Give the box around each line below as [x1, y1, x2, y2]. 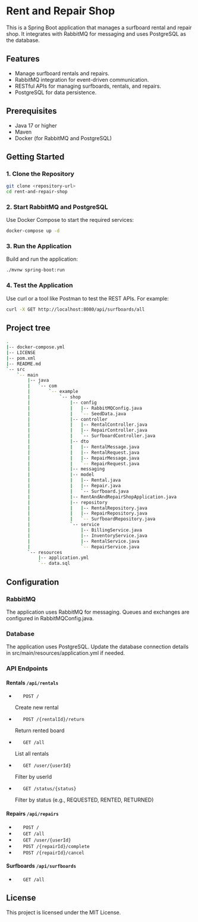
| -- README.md [6, 361, 42, 367]
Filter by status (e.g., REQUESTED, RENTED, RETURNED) [14, 796, 154, 803]
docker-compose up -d [6, 228, 60, 234]
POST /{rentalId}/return [23, 717, 84, 723]
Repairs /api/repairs [6, 810, 59, 817]
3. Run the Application [6, 242, 72, 250]
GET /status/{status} [23, 786, 77, 792]
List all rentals [14, 750, 49, 757]
